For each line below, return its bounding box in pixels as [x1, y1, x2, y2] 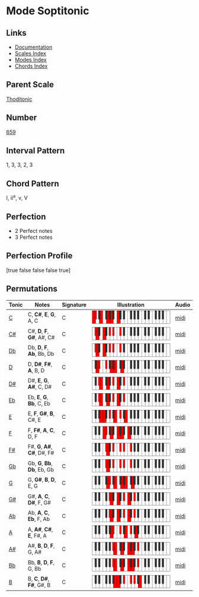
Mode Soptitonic [6, 4, 89, 18]
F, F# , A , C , [27, 427, 55, 434]
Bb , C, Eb [27, 400, 50, 407]
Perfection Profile [6, 251, 73, 261]
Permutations [6, 284, 57, 294]
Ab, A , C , [27, 509, 50, 516]
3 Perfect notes [14, 233, 53, 241]
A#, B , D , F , [27, 542, 55, 549]
